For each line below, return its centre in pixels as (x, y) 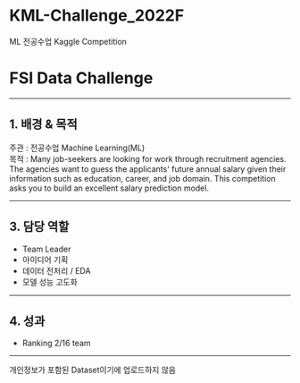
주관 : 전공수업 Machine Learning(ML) (77, 148)
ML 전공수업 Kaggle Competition (68, 41)
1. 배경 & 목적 (43, 125)
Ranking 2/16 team (56, 343)
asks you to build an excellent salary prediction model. (109, 188)
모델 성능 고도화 (50, 282)
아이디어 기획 (45, 260)
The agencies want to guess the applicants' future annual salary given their (148, 169)
